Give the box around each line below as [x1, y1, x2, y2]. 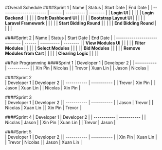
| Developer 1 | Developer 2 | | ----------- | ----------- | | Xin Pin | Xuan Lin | [5, 134, 157, 140]
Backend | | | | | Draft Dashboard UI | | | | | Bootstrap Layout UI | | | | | [5, 15, 145, 21]
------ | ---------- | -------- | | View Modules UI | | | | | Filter [24, 40, 145, 46]
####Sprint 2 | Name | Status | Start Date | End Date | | [5, 35, 115, 41]
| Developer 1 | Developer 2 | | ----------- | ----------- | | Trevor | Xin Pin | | [5, 80, 155, 86]
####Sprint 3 [5, 94, 32, 100]
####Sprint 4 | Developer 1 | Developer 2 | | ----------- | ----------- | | [5, 114, 146, 120]
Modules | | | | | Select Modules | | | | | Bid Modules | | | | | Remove [5, 45, 141, 51]
